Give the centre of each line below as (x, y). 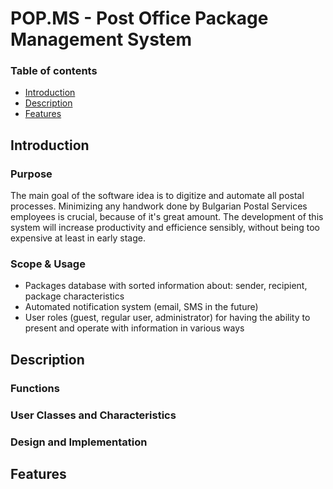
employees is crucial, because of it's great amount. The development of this (167, 217)
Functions (35, 388)
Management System (101, 39)
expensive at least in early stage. (78, 238)
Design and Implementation (79, 442)
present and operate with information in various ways (134, 328)
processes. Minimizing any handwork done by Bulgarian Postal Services (159, 206)
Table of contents (54, 71)
